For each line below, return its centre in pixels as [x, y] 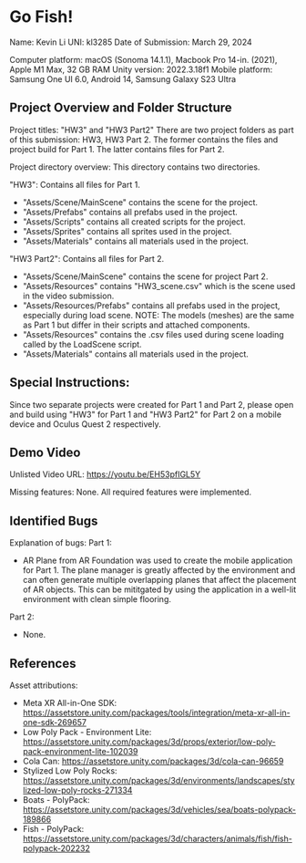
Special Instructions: [70, 383]
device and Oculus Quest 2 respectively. [85, 424]
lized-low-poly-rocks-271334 [77, 790]
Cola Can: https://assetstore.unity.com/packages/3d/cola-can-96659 [153, 761]
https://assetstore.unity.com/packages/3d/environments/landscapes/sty [158, 780]
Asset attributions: [44, 685]
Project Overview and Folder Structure [121, 108]
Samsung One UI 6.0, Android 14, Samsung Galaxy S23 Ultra [123, 78]
